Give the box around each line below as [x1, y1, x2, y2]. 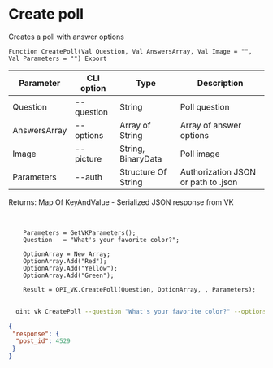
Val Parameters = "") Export [8, 54, 107, 63]
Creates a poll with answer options [8, 32, 124, 41]
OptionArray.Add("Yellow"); [23, 264, 118, 272]
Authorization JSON [180, 166, 256, 177]
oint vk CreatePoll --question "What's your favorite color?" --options [15, 307, 267, 315]
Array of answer [180, 119, 242, 131]
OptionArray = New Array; [23, 249, 111, 258]
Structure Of [119, 166, 167, 177]
